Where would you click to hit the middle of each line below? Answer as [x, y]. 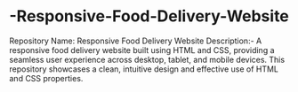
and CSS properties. [46, 78]
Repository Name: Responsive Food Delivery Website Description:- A [136, 41]
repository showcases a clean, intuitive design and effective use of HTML [144, 69]
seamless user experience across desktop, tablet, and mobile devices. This [147, 59]
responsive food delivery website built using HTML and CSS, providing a [142, 50]
